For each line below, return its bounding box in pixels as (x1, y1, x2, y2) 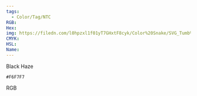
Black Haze (6, 63, 33, 70)
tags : (6, 8, 19, 15)
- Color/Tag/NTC (11, 14, 51, 20)
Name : (6, 47, 19, 53)
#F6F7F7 (6, 74, 25, 80)
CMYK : (6, 36, 19, 42)
